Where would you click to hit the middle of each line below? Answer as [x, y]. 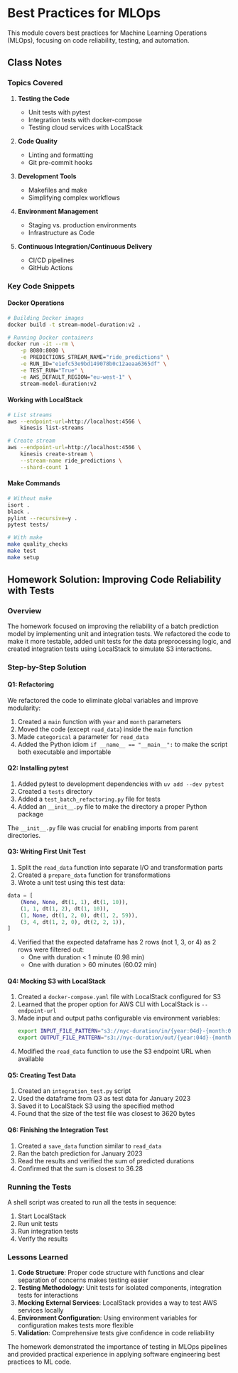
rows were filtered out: [51, 949]
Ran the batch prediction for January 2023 [80, 1153]
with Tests [31, 591]
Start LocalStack [42, 1216]
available [31, 1059]
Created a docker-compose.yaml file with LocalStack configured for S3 [119, 997]
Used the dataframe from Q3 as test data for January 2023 [104, 1099]
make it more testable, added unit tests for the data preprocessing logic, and [119, 642]
